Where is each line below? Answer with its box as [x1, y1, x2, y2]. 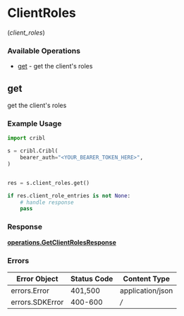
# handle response [20, 199, 74, 206]
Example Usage [7, 119, 62, 128]
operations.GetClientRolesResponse [7, 238, 116, 246]
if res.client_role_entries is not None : [7, 192, 131, 199]
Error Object [16, 274, 59, 284]
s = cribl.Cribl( [7, 147, 59, 154]
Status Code [70, 274, 114, 284]
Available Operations [7, 46, 81, 56]
